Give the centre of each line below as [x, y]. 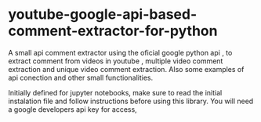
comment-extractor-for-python [113, 31]
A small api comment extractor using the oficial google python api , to [120, 52]
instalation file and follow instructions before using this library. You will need [131, 101]
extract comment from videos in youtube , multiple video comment [116, 61]
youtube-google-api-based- [103, 14]
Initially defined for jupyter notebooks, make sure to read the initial [115, 92]
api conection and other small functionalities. [81, 77]
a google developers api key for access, [72, 109]
